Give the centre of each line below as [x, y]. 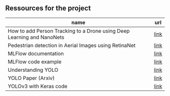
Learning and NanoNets [36, 37]
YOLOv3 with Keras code [38, 86]
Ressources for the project [48, 8]
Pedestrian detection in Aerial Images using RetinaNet [72, 45]
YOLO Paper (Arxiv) [31, 78]
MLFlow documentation [36, 53]
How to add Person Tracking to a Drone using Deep [69, 31]
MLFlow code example [35, 61]
